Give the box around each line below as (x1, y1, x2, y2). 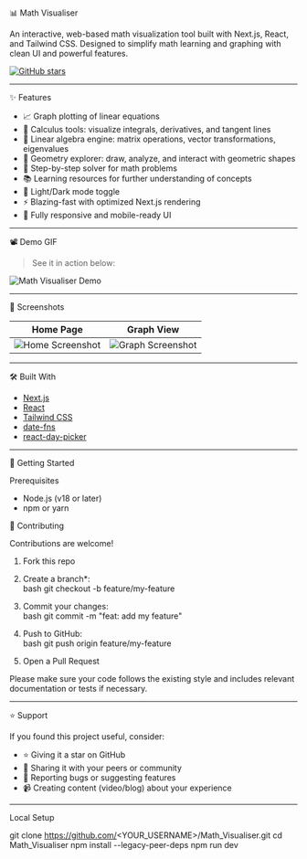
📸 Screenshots (9, 302, 65, 313)
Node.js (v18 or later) (22, 493, 102, 504)
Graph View (126, 323, 180, 335)
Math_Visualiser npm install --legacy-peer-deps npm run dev (9, 840, 239, 850)
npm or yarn (22, 503, 69, 514)
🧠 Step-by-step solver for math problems (22, 163, 178, 174)
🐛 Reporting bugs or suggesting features (22, 772, 176, 783)
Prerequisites (9, 475, 59, 486)
